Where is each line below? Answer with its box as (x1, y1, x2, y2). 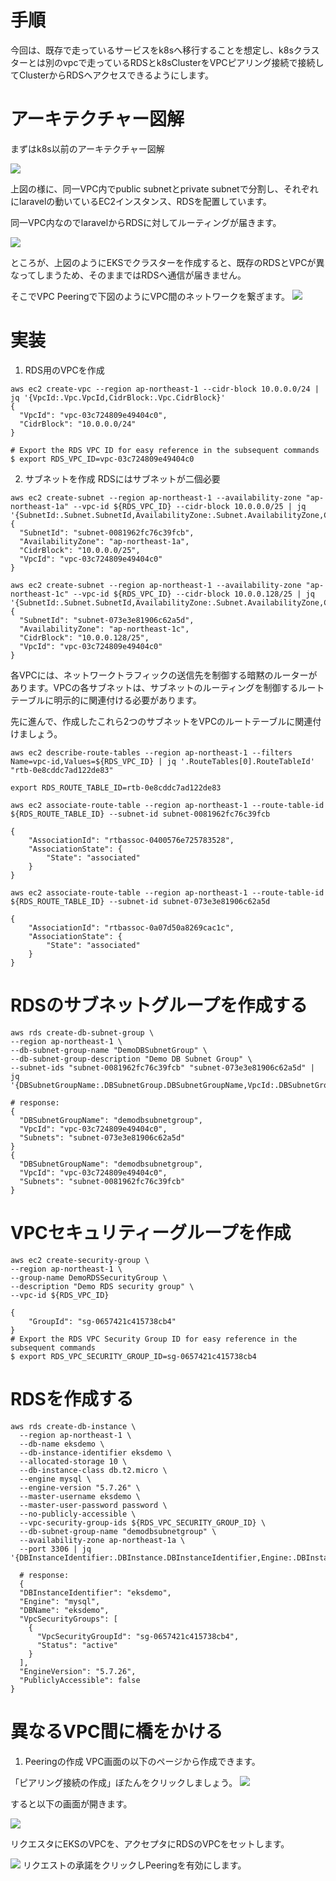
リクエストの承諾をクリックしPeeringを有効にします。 (22, 1859, 247, 1871)
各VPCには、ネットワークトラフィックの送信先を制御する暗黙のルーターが (10, 669, 318, 681)
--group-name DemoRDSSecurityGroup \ (10, 1272, 168, 1283)
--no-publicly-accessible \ (19, 1509, 137, 1519)
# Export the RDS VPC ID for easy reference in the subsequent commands (10, 445, 320, 455)
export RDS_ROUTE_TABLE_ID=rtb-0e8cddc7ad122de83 (10, 782, 222, 793)
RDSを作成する (10, 1387, 134, 1410)
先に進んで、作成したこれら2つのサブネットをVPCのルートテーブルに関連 (10, 715, 313, 727)
